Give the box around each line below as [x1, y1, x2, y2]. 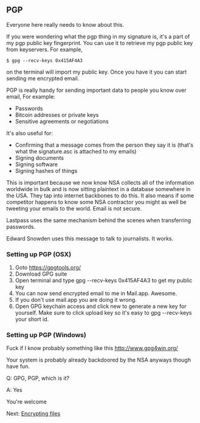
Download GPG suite [15, 270, 67, 278]
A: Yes [6, 386, 22, 394]
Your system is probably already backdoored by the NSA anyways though [6, 356, 191, 364]
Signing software [15, 161, 58, 168]
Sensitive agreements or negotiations [15, 117, 109, 125]
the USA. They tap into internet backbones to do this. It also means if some [6, 192, 195, 199]
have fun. [6, 363, 30, 370]
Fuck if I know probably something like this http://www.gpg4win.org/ [6, 344, 178, 352]
